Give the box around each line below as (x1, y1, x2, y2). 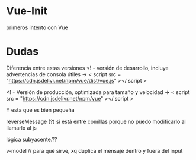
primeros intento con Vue (6, 24, 68, 31)
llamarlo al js (6, 124, 37, 131)
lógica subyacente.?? (6, 136, 57, 143)
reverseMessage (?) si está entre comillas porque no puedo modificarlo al (6, 118, 186, 125)
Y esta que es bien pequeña (6, 106, 75, 114)
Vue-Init (6, 4, 48, 18)
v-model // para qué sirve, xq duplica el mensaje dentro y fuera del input (6, 147, 183, 154)
